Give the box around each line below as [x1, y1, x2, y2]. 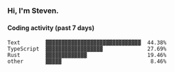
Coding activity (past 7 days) [7, 24, 94, 32]
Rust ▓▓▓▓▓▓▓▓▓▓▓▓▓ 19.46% [7, 52, 167, 59]
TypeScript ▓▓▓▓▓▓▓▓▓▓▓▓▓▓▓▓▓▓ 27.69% [7, 46, 167, 53]
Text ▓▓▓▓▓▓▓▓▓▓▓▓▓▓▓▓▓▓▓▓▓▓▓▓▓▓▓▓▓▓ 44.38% [7, 39, 167, 46]
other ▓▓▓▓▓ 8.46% [7, 58, 167, 66]
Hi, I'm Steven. [7, 6, 59, 16]
